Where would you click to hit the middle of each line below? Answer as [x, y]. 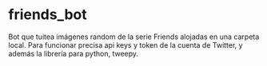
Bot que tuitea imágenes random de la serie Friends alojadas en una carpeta [134, 37]
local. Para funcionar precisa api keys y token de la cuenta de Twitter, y [126, 45]
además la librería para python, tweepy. [73, 53]
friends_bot [48, 15]
